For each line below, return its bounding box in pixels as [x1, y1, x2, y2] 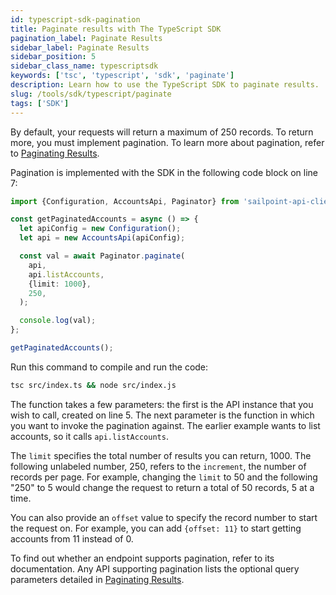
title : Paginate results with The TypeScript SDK [10, 24, 222, 34]
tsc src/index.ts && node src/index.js [10, 380, 177, 390]
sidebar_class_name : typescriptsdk [10, 61, 159, 71]
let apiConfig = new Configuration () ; [19, 224, 182, 234]
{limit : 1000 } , [28, 279, 92, 289]
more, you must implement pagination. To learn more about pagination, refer [10, 136, 325, 148]
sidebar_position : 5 [10, 52, 97, 62]
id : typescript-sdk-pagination [10, 14, 141, 25]
